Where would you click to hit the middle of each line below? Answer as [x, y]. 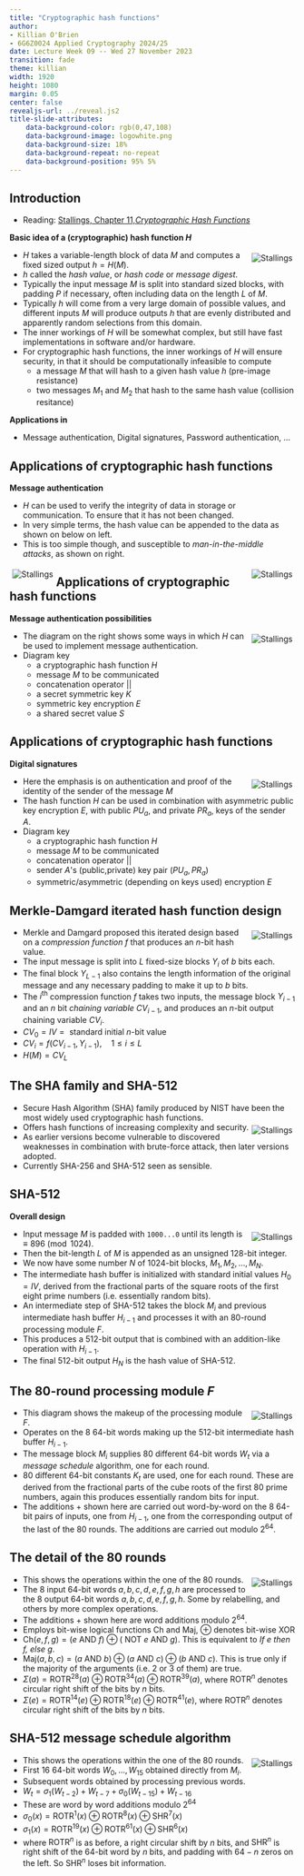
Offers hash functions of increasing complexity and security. [136, 1127]
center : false [36, 102]
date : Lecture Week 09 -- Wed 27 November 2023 [101, 52]
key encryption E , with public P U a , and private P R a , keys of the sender [154, 811]
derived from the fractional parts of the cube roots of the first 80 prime [155, 1487]
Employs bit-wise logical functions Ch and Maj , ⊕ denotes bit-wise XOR [159, 1629]
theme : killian [38, 69]
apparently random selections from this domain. [112, 323]
